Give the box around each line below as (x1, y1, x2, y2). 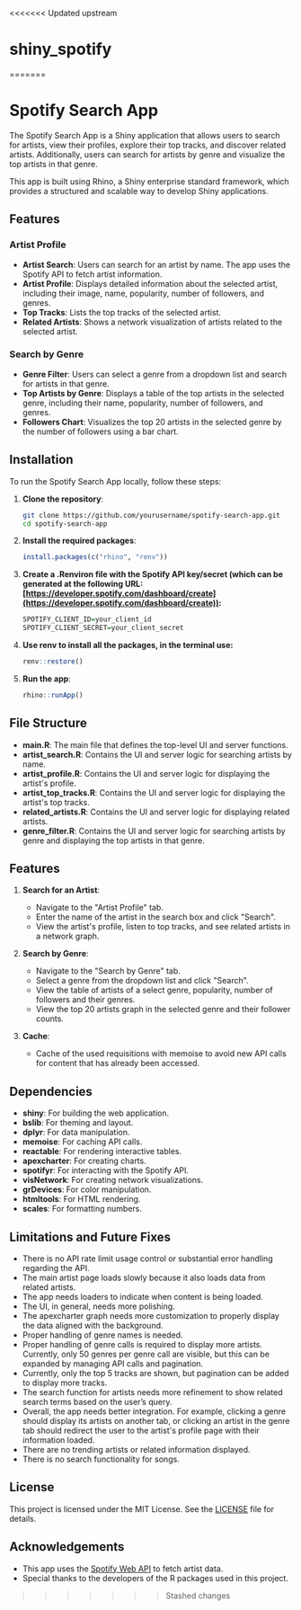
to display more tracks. (22, 1377, 108, 1388)
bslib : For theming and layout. (22, 1117, 134, 1128)
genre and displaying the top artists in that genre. (22, 835, 205, 846)
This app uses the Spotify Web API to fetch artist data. (22, 1563, 224, 1574)
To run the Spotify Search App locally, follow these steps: (9, 476, 222, 486)
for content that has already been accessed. (35, 1058, 200, 1069)
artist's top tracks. (22, 796, 90, 807)
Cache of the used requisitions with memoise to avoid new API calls (35, 1048, 288, 1059)
